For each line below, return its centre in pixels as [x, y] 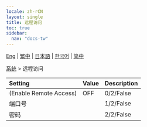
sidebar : [17, 33]
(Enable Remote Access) [43, 93]
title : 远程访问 [24, 22]
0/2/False [118, 93]
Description [121, 83]
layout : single [25, 17]
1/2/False [118, 103]
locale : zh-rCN [25, 11]
